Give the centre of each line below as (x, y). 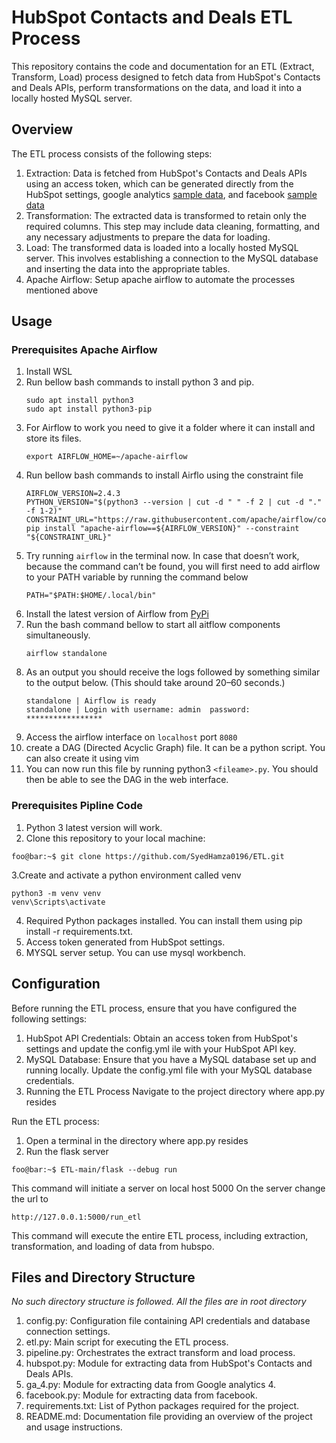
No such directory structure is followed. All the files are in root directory (159, 1302)
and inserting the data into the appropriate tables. (128, 268)
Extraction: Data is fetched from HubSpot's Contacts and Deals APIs (166, 173)
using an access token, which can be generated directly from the (159, 183)
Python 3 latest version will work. (94, 827)
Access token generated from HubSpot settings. (125, 942)
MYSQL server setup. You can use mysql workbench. (135, 952)
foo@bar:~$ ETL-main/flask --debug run (94, 1169)
